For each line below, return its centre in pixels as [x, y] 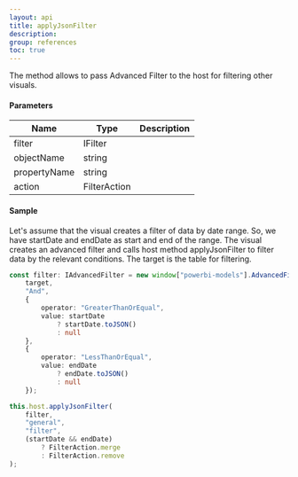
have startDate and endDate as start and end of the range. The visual [136, 239]
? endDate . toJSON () [92, 374]
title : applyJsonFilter [53, 26]
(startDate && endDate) [69, 440]
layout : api [31, 17]
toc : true [27, 51]
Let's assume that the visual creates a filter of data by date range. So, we [143, 231]
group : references [43, 42]
